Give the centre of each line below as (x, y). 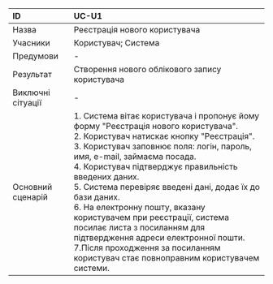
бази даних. (97, 197)
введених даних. (106, 176)
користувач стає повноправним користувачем (167, 258)
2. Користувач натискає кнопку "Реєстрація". (164, 136)
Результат (32, 74)
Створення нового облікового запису (147, 69)
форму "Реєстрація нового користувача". (156, 126)
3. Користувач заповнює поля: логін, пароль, (162, 146)
